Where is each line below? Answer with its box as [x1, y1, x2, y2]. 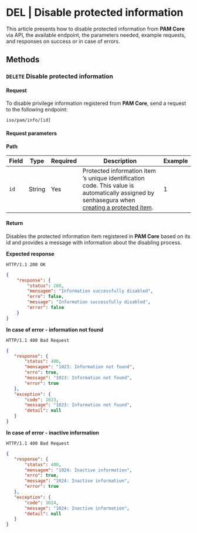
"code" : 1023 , [24, 396, 59, 403]
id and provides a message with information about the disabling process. [6, 239, 182, 246]
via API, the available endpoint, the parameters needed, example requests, [6, 31, 186, 38]
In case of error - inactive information [6, 429, 100, 436]
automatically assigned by [82, 188, 155, 196]
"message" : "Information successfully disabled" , [27, 299, 151, 305]
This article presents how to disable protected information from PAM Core [6, 25, 185, 32]
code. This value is [82, 181, 134, 189]
